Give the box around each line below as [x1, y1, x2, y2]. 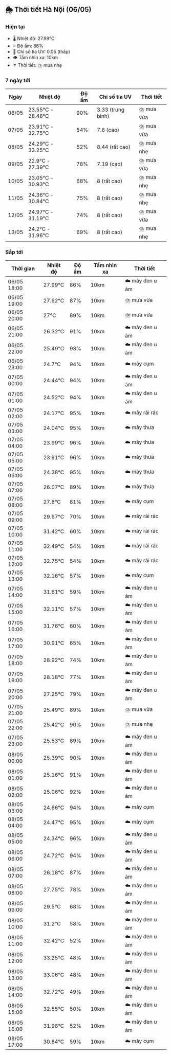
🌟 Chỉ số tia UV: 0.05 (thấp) [12, 48, 70, 55]
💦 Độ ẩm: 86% [12, 43, 44, 49]
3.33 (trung [97, 106, 124, 113]
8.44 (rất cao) [97, 144, 131, 151]
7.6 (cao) [97, 127, 119, 134]
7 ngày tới [5, 77, 31, 84]
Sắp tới [5, 248, 23, 256]
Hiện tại [5, 23, 25, 30]
